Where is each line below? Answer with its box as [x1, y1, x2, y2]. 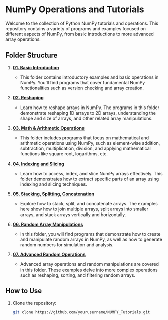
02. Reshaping [12, 94, 44, 100]
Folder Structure [5, 51, 58, 60]
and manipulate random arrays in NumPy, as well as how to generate [20, 236, 162, 242]
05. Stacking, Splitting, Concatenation [12, 191, 95, 197]
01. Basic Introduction [12, 64, 59, 70]
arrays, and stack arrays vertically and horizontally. [20, 211, 126, 218]
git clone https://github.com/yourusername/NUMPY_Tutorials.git [12, 309, 150, 315]
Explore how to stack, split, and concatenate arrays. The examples [20, 200, 158, 206]
